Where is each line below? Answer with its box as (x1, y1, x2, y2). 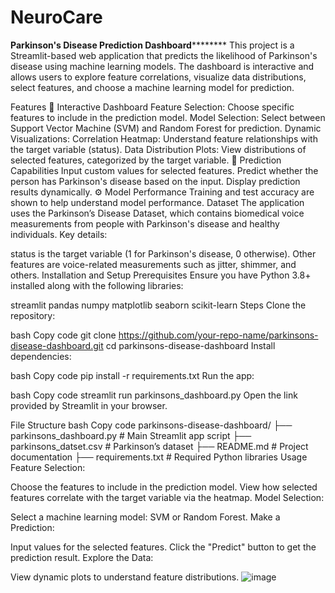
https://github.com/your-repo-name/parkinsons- (118, 329, 319, 341)
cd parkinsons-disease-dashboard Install (105, 339, 276, 351)
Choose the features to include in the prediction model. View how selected (10, 481, 318, 493)
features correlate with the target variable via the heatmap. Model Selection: (10, 491, 325, 503)
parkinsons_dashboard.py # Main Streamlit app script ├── (10, 429, 252, 441)
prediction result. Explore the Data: (10, 551, 154, 563)
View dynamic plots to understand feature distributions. (10, 571, 240, 583)
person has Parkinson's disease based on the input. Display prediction (10, 175, 301, 187)
